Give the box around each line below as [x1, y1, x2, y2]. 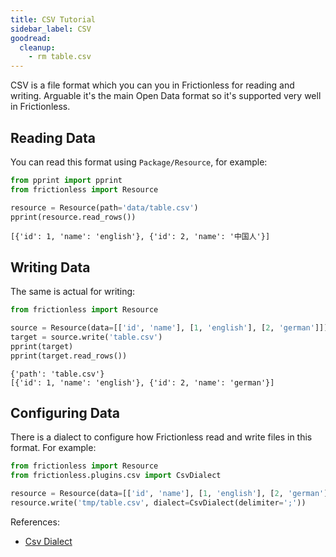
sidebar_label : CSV [10, 24, 92, 34]
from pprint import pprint [10, 175, 123, 185]
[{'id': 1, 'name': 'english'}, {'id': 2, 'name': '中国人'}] [10, 232, 271, 242]
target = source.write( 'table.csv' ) [10, 332, 163, 342]
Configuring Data [10, 405, 121, 422]
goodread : [10, 33, 52, 43]
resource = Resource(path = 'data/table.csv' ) [10, 202, 199, 213]
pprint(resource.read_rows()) [10, 212, 137, 222]
